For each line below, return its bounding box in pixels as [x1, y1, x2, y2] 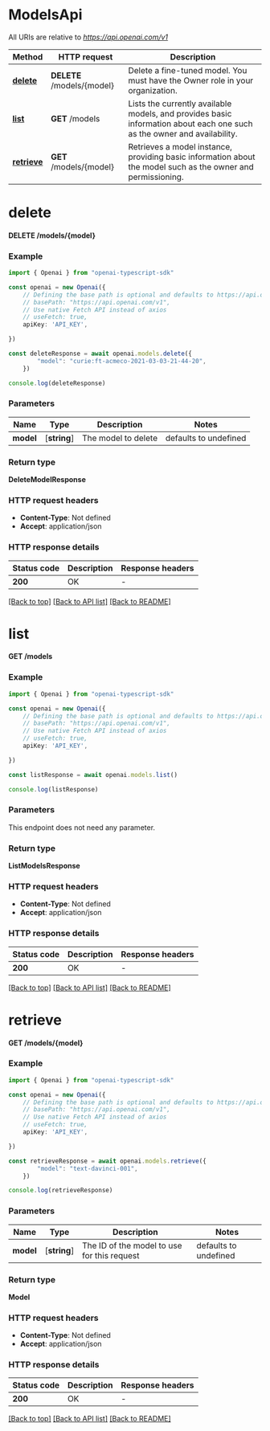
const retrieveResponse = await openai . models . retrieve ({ [8, 1157, 207, 1165]
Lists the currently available [128, 98, 232, 109]
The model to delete [81, 432, 158, 444]
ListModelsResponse [8, 861, 80, 871]
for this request [81, 1249, 140, 1261]
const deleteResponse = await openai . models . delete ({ [8, 350, 193, 358]
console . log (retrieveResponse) [8, 1187, 113, 1195]
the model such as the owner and [128, 161, 255, 172]
